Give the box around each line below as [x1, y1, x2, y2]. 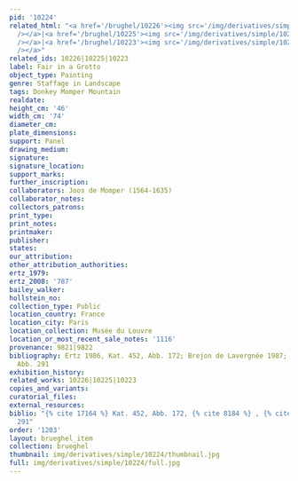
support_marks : [9, 170, 66, 178]
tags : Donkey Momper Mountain [9, 87, 122, 96]
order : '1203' [9, 425, 62, 435]
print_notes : [9, 219, 58, 228]
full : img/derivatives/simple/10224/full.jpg [9, 459, 180, 468]
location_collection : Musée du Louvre [9, 327, 153, 335]
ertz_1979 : [9, 269, 50, 278]
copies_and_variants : [9, 384, 90, 393]
